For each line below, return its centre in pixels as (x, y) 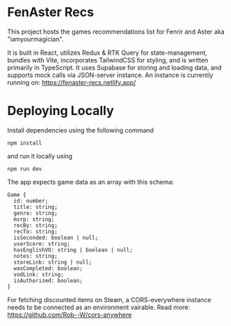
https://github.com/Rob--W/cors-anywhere (70, 314)
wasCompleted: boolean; (48, 268)
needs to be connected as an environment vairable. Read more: (99, 307)
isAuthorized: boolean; (48, 280)
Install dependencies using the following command (80, 130)
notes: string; (36, 256)
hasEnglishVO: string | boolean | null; (73, 250)
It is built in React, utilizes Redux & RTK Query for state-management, (107, 53)
